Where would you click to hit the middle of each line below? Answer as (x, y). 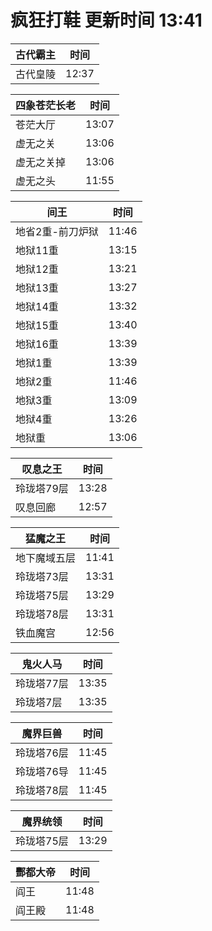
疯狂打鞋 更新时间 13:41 (106, 20)
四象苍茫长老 (46, 105)
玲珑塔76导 (42, 771)
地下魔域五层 (46, 558)
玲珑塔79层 (42, 488)
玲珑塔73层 (42, 576)
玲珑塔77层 (42, 683)
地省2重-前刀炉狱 (57, 231)
